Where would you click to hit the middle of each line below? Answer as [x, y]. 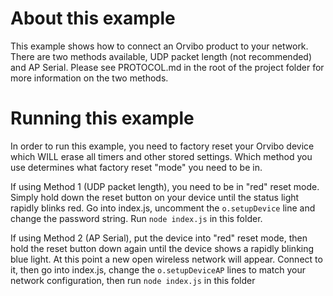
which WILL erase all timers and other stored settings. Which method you [161, 156]
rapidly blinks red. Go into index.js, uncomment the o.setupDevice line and [163, 208]
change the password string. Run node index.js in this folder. [136, 218]
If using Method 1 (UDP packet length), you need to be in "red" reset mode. [165, 186]
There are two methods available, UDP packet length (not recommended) [161, 56]
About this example [93, 18]
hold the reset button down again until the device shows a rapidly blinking [162, 248]
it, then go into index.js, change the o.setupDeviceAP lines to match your [158, 269]
